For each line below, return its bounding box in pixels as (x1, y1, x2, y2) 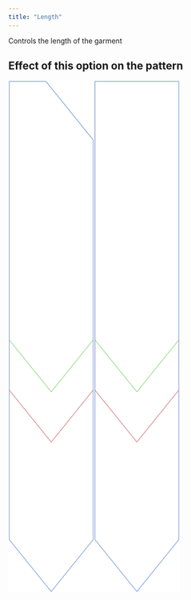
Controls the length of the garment (8, 36, 122, 46)
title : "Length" (8, 13, 62, 21)
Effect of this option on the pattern (8, 59, 184, 73)
